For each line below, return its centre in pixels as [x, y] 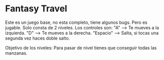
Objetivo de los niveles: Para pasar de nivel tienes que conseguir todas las [81, 48]
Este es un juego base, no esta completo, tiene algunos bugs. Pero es [76, 22]
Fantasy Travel [36, 9]
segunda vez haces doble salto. [38, 38]
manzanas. [16, 53]
